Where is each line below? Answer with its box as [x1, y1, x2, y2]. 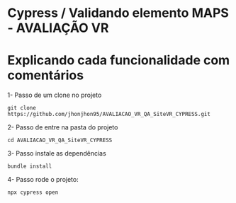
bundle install [7, 163, 52, 170]
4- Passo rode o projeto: [7, 175, 79, 184]
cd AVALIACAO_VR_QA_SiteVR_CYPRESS [7, 137, 113, 144]
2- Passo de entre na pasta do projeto [7, 123, 118, 132]
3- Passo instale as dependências [7, 149, 106, 158]
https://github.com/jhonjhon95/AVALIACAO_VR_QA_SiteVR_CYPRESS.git [7, 111, 211, 118]
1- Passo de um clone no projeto [7, 91, 102, 100]
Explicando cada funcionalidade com [7, 52, 230, 69]
